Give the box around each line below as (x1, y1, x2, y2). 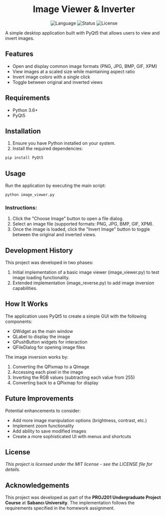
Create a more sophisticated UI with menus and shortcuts (12, 433, 131, 439)
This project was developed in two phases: (5, 260, 93, 266)
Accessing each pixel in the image (12, 369, 83, 375)
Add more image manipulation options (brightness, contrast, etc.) (12, 417, 147, 423)
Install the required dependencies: (12, 146, 83, 152)
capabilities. (12, 285, 37, 291)
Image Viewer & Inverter (32, 4, 135, 15)
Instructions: (5, 204, 37, 211)
